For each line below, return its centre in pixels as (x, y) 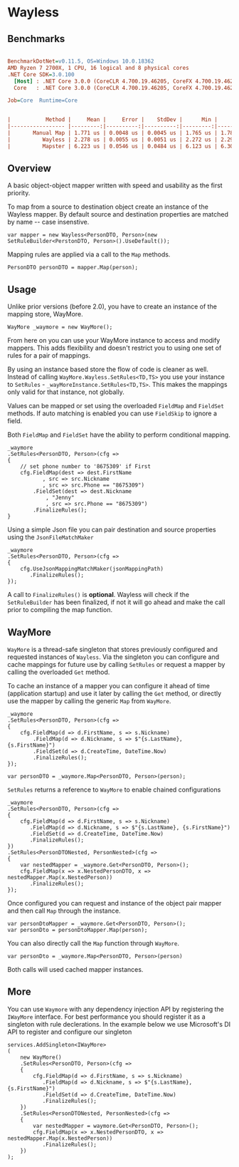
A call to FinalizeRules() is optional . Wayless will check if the (99, 595)
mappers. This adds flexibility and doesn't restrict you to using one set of (115, 348)
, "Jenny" (60, 498)
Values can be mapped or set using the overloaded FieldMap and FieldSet (116, 406)
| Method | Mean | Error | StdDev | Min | (113, 120)
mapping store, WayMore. (45, 314)
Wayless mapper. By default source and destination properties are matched (118, 214)
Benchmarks (36, 39)
